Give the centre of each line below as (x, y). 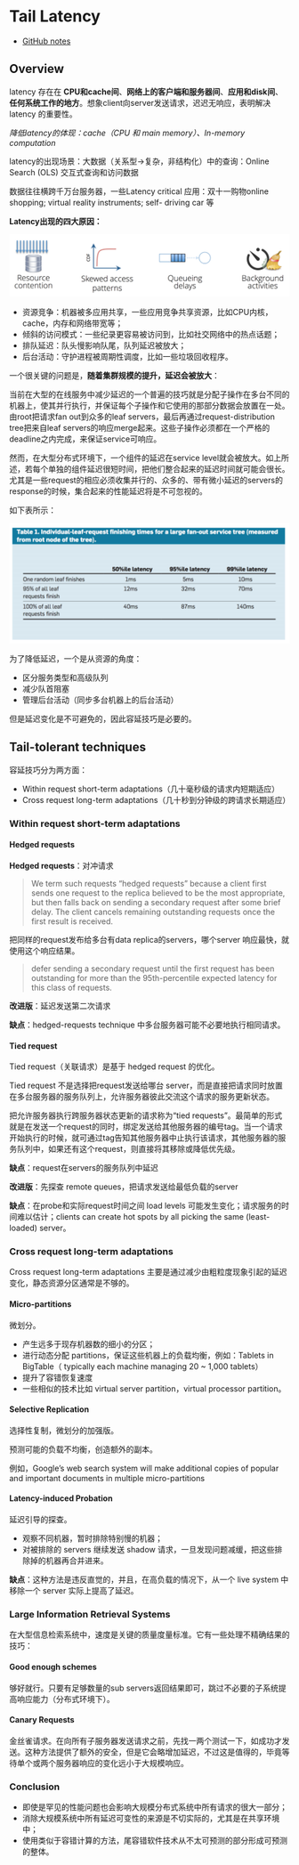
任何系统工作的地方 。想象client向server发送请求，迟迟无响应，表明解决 (140, 102)
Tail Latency (55, 16)
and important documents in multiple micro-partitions (107, 1478)
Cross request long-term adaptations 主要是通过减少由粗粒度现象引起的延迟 (148, 1272)
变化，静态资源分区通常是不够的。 (72, 1283)
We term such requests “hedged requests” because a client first (149, 883)
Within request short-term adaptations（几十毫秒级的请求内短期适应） (151, 789)
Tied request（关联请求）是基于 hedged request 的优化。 (114, 1066)
